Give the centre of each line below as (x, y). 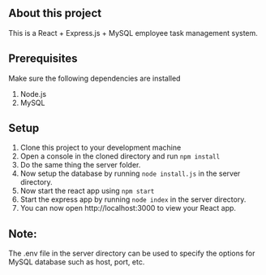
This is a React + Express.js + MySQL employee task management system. (133, 33)
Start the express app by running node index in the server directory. (133, 199)
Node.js (33, 94)
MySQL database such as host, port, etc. (77, 262)
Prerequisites (43, 59)
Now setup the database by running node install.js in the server (130, 173)
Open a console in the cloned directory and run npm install (120, 156)
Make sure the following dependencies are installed (94, 78)
